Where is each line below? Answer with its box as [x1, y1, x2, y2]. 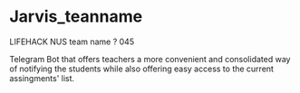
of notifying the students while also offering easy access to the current [9, 63, 275, 74]
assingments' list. [9, 72, 75, 83]
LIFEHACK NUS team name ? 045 [9, 36, 134, 47]
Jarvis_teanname [9, 6, 143, 27]
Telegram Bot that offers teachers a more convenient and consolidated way [9, 53, 291, 64]
